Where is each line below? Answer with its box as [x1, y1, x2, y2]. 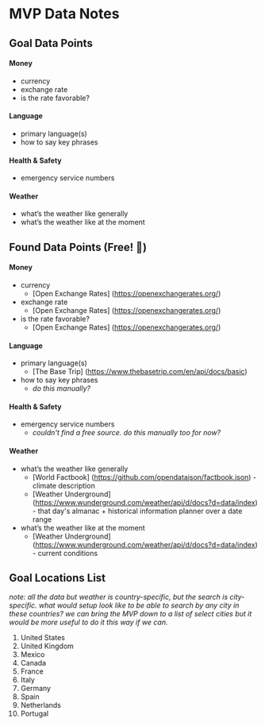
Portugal [20, 709, 49, 719]
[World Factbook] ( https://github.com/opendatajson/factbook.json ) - [32, 472, 257, 481]
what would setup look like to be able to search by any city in [39, 600, 240, 610]
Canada [20, 658, 47, 668]
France [20, 666, 44, 676]
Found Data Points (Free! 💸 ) [9, 240, 148, 254]
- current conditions [32, 548, 98, 558]
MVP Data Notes [9, 5, 120, 23]
